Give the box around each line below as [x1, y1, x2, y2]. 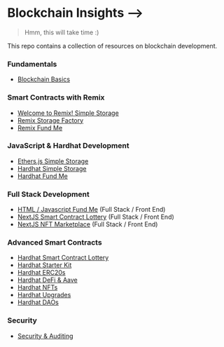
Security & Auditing [17, 332, 73, 340]
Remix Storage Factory [17, 116, 84, 124]
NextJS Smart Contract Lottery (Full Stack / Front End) [17, 212, 175, 222]
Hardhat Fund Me [17, 172, 68, 180]
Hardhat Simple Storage [17, 164, 87, 172]
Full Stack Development [7, 189, 90, 199]
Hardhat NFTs [17, 283, 58, 292]
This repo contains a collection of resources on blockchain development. [7, 41, 218, 50]
